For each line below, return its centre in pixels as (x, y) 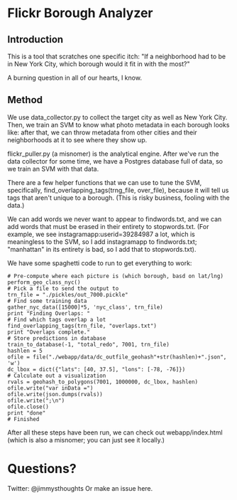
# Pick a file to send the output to (63, 288)
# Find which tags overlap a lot (57, 319)
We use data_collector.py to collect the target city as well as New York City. (117, 117)
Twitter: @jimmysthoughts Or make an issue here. (80, 488)
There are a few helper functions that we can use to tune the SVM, (105, 182)
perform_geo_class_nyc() (44, 282)
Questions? (42, 469)
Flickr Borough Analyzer (81, 13)
